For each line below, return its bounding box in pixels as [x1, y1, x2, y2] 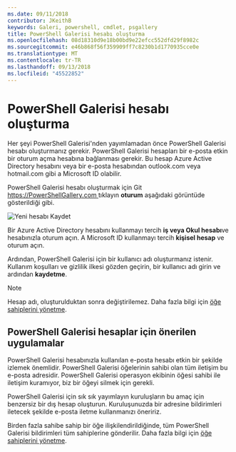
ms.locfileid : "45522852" [7, 70, 84, 77]
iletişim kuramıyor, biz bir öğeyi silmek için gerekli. [7, 379, 155, 387]
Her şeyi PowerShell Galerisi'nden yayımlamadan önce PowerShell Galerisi [7, 140, 226, 148]
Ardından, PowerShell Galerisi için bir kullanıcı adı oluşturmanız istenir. [7, 255, 214, 263]
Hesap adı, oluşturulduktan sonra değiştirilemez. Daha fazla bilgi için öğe [7, 298, 222, 306]
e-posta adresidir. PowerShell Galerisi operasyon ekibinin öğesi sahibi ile [7, 371, 221, 379]
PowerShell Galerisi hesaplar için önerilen [7, 325, 197, 338]
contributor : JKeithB [7, 17, 72, 24]
